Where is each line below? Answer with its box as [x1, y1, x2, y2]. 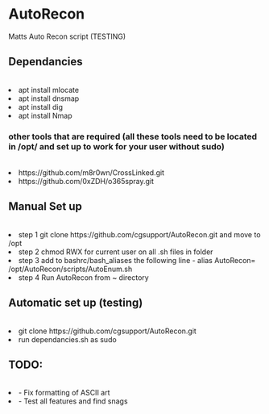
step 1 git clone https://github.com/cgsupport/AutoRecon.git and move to [19, 229, 261, 239]
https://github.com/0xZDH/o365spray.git [19, 177, 155, 186]
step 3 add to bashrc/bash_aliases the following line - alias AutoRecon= [19, 255, 256, 265]
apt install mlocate [19, 85, 79, 94]
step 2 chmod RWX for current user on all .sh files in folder [19, 247, 213, 257]
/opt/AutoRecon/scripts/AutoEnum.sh [8, 264, 133, 274]
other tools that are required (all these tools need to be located [8, 131, 258, 142]
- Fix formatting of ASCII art [19, 388, 110, 398]
